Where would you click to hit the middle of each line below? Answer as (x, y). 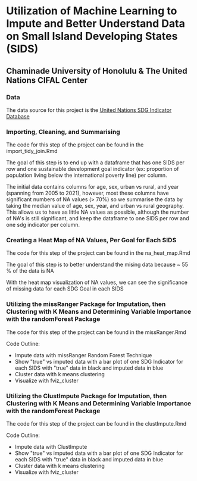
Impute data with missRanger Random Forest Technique (83, 355)
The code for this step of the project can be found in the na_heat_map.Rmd (98, 253)
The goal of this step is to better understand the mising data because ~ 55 (97, 265)
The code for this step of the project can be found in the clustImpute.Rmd (96, 424)
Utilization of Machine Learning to (92, 11)
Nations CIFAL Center (47, 80)
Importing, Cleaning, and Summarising (63, 132)
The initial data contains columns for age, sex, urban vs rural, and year (93, 187)
